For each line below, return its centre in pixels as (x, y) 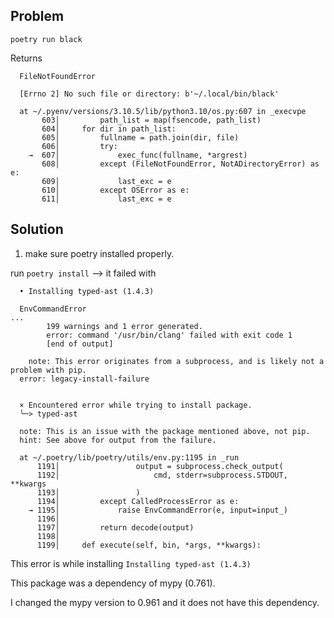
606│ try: (79, 146)
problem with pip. (48, 370)
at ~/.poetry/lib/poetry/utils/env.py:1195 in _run (129, 457)
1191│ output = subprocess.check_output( (160, 466)
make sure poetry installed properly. (99, 253)
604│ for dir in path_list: (109, 129)
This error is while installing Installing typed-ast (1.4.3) (131, 563)
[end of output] (80, 344)
